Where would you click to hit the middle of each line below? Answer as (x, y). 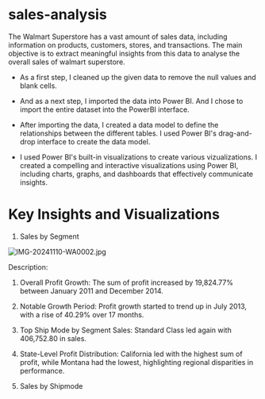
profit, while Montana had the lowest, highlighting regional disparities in (136, 362)
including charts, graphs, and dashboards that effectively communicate (136, 174)
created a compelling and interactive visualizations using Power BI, (129, 165)
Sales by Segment (49, 236)
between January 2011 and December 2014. (92, 290)
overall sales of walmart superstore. (67, 62)
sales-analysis (58, 15)
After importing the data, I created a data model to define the (119, 125)
